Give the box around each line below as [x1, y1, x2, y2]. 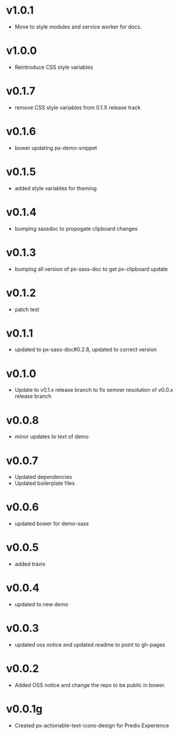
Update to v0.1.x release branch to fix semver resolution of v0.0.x [14, 386, 173, 394]
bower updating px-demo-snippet [14, 144, 97, 151]
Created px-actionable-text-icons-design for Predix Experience [14, 721, 170, 729]
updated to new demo [14, 601, 69, 608]
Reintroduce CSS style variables [14, 63, 93, 71]
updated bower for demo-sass [14, 520, 89, 528]
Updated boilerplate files [14, 480, 75, 487]
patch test [14, 306, 40, 313]
